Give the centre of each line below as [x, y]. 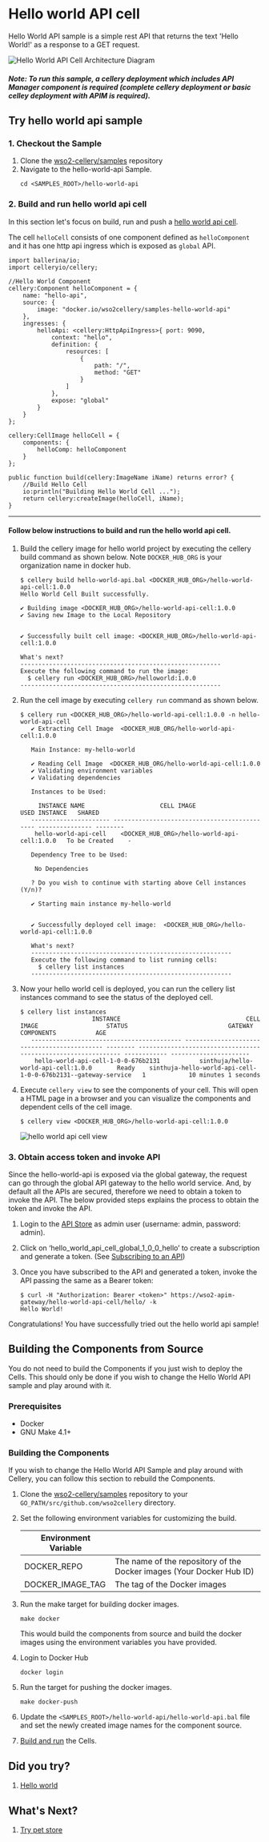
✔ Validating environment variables [92, 771]
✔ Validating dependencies [76, 777]
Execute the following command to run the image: [104, 671]
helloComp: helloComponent [82, 449]
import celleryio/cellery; [53, 267]
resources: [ [87, 351]
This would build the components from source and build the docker [131, 1634]
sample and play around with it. [60, 1385]
